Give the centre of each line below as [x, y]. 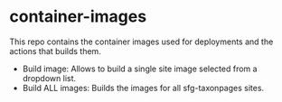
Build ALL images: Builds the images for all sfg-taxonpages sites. [143, 88]
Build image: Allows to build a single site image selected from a [140, 69]
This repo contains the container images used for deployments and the [141, 42]
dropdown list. [49, 78]
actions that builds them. [55, 51]
